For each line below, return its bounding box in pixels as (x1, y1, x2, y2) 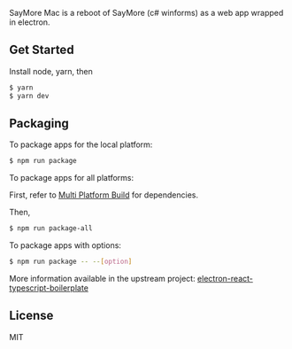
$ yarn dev (9, 91, 50, 100)
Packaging (9, 115, 69, 131)
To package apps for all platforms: (9, 173, 134, 183)
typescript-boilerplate (9, 283, 88, 293)
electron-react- (197, 274, 254, 283)
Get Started (9, 43, 74, 58)
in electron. (9, 17, 50, 27)
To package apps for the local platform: (9, 139, 153, 150)
